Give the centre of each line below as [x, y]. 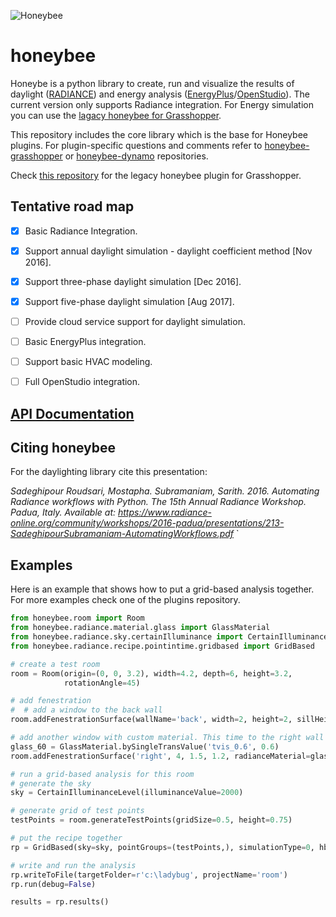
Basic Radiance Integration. [81, 231]
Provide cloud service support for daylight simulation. [135, 321]
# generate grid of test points [77, 811]
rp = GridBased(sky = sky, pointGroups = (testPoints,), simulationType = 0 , [162, 847]
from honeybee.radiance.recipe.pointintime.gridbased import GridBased [162, 646]
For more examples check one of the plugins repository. [125, 600]
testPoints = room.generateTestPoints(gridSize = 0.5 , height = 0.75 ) [151, 820]
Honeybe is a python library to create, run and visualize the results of [152, 83]
